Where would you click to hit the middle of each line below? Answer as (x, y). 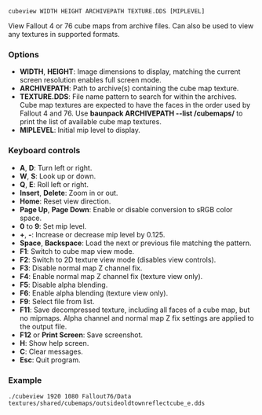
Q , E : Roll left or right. (54, 184)
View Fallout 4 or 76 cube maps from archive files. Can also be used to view (131, 26)
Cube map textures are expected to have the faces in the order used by (135, 105)
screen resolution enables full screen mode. (91, 80)
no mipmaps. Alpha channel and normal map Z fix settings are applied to (136, 318)
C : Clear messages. (51, 351)
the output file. (43, 326)
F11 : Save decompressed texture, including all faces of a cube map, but (135, 310)
